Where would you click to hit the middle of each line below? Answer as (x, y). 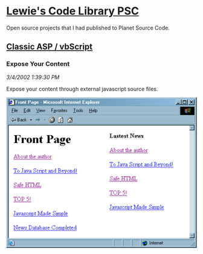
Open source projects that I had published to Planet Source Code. (88, 28)
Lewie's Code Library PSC (72, 11)
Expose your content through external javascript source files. (82, 89)
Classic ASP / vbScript (50, 47)
